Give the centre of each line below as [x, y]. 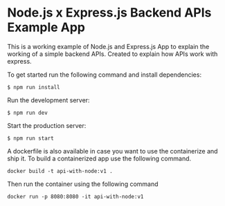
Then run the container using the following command [83, 184]
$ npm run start [30, 138]
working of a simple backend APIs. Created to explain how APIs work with [112, 54]
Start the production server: [47, 125]
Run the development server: [48, 100]
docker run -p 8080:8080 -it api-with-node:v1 [75, 196]
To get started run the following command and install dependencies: [105, 75]
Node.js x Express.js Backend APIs [109, 13]
